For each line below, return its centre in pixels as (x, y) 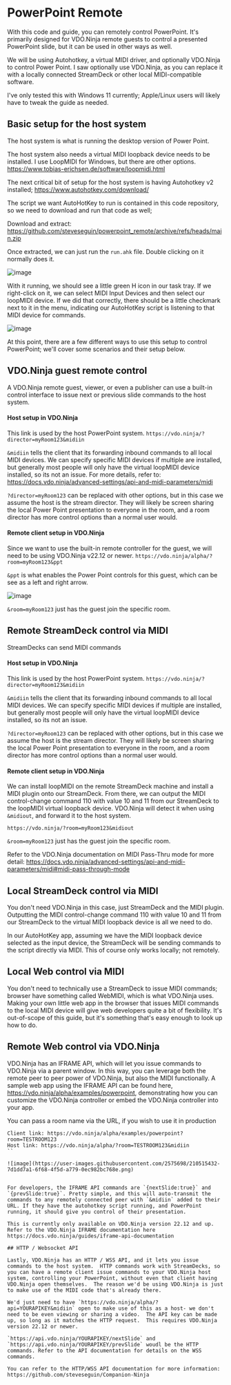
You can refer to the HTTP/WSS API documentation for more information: (114, 1368)
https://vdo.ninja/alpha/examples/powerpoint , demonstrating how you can (113, 1093)
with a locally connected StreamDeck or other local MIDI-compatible (104, 74)
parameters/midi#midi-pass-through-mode (69, 869)
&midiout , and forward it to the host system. (69, 816)
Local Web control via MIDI (66, 972)
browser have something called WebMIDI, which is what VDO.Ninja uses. (111, 995)
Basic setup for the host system (77, 124)
